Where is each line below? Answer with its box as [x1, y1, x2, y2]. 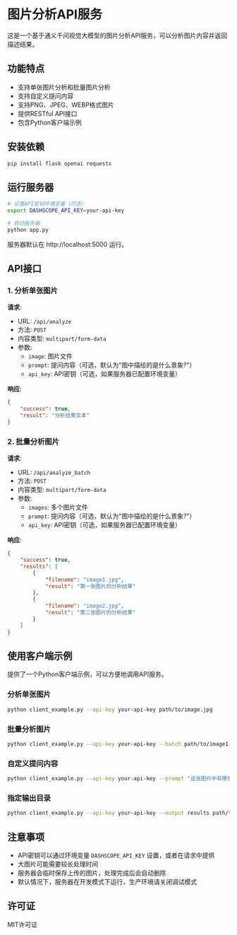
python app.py [7, 226, 49, 233]
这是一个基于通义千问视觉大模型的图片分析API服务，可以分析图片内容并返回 [7, 31, 228, 40]
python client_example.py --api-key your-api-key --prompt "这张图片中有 [7, 775, 222, 782]
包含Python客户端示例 [17, 118, 83, 127]
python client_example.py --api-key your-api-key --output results [7, 810, 210, 817]
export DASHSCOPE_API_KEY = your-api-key [7, 207, 125, 214]
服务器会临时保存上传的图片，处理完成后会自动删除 [17, 869, 166, 877]
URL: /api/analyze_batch [17, 468, 90, 477]
